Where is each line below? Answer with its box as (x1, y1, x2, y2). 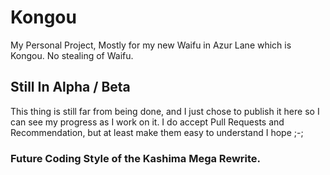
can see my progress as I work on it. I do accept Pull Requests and (10, 116, 285, 128)
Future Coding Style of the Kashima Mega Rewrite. (10, 151, 262, 165)
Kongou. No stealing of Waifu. (10, 49, 134, 61)
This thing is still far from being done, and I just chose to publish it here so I (10, 105, 320, 117)
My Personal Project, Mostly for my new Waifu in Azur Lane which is (10, 39, 292, 51)
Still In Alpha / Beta (10, 79, 131, 96)
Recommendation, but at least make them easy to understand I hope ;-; (10, 126, 304, 138)
